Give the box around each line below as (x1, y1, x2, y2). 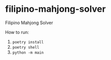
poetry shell (12, 45, 40, 50)
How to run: (5, 29, 29, 35)
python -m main (12, 50, 44, 55)
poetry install (12, 39, 44, 45)
